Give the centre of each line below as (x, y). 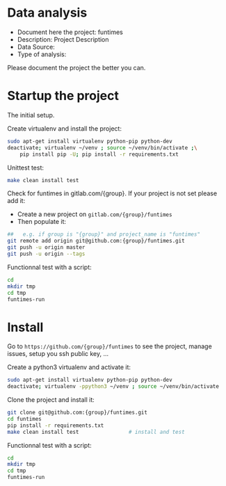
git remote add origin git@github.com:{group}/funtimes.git (96, 241)
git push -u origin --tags (46, 254)
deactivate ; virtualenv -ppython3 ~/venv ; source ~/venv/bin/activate (113, 387)
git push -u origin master (46, 248)
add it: (16, 201)
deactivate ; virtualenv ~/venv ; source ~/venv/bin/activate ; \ (102, 147)
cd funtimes (24, 419)
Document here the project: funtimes (70, 32)
